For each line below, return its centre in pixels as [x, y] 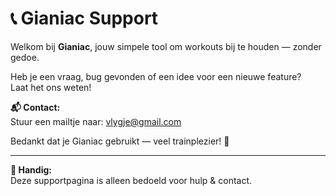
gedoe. [25, 57]
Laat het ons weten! [51, 87]
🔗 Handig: [31, 169]
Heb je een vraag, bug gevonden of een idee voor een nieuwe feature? [156, 76]
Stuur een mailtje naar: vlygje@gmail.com [96, 121]
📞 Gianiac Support [84, 18]
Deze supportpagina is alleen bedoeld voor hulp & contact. [131, 180]
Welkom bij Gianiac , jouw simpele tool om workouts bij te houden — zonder [166, 46]
